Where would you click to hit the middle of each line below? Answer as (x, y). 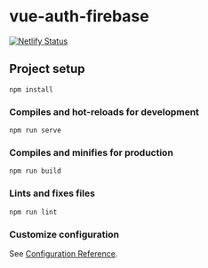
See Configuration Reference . (64, 253)
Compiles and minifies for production (91, 152)
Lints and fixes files (52, 193)
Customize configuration (64, 234)
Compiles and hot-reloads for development (104, 111)
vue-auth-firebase (79, 16)
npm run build (36, 171)
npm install (31, 89)
